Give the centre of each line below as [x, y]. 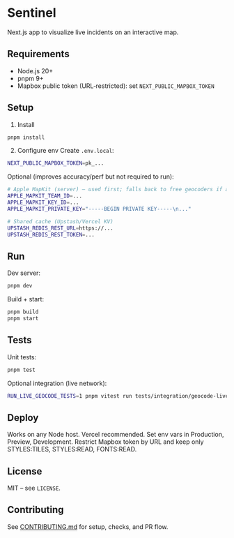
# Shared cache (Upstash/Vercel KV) [60, 221]
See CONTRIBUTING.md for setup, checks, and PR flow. [88, 526]
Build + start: [25, 299]
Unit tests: [22, 357]
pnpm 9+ [30, 78]
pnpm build [23, 312]
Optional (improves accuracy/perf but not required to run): [91, 177]
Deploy [23, 418]
